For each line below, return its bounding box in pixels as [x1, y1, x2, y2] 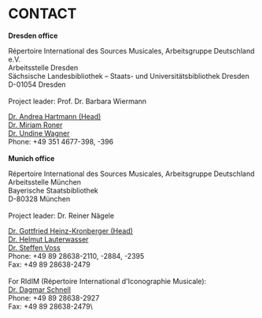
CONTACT [8, 5, 77, 23]
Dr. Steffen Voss [8, 242, 61, 253]
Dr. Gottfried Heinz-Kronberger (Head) [8, 226, 134, 235]
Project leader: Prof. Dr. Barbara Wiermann [8, 96, 147, 106]
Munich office [8, 153, 55, 163]
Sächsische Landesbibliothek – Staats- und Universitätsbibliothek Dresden [8, 71, 250, 80]
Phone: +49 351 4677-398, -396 [8, 137, 114, 146]
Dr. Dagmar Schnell [8, 285, 71, 294]
